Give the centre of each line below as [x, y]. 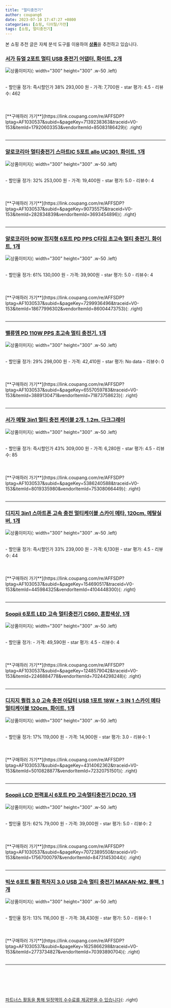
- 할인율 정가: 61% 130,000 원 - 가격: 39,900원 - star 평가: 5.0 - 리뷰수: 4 [79, 275]
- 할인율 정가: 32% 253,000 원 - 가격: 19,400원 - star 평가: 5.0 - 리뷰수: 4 [80, 180]
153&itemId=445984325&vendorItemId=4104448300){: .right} [70, 589]
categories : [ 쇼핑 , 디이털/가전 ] [37, 24]
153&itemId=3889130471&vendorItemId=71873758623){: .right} [72, 396]
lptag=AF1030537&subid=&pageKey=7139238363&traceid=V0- [72, 122]
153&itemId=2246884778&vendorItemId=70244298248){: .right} [73, 676]
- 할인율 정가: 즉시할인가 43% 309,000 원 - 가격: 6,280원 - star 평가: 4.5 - [80, 448]
